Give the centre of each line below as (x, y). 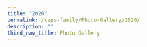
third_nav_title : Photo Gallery (53, 33)
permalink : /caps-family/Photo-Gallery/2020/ (73, 20)
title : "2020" (28, 13)
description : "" (30, 26)
